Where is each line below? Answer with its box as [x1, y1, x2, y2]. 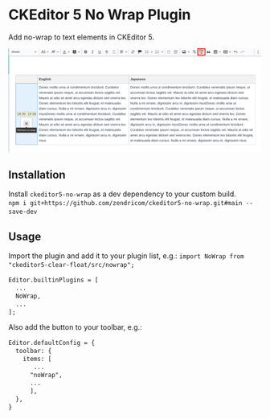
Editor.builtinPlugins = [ [8, 276, 99, 285]
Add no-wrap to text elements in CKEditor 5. [8, 32, 155, 42]
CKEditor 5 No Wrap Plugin [8, 6, 191, 24]
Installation [8, 168, 66, 182]
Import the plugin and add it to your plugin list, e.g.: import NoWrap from [8, 251, 244, 261]
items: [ [22, 355, 52, 364]
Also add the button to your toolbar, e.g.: [8, 322, 142, 332]
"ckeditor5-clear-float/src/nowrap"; [8, 261, 135, 269]
